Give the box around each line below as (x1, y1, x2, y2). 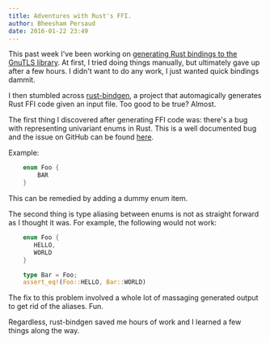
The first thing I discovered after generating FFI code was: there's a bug (8, 115, 248, 125)
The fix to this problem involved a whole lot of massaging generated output (8, 293, 259, 302)
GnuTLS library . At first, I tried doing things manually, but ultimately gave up (8, 58, 260, 67)
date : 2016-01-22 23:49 (8, 27, 89, 35)
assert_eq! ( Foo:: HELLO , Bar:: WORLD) (23, 278, 147, 286)
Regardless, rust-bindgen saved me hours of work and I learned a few (8, 317, 242, 327)
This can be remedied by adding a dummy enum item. (8, 194, 188, 203)
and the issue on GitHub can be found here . (8, 132, 154, 142)
